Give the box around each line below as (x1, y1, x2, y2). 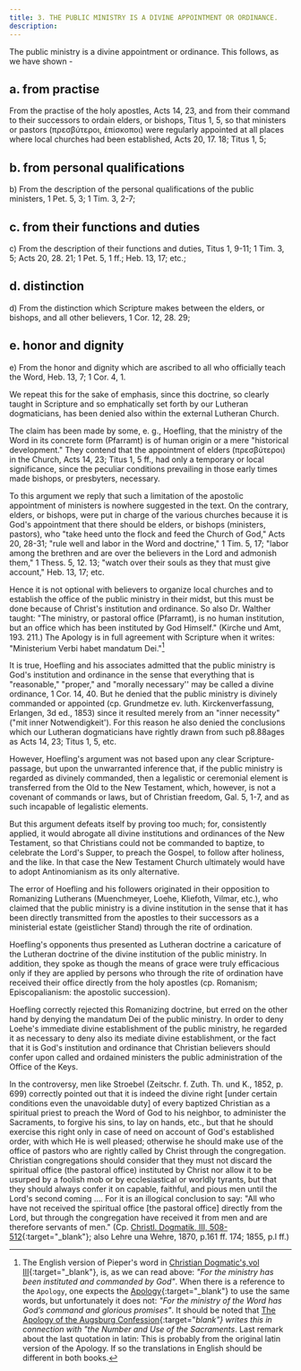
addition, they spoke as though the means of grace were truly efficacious (9, 958, 279, 969)
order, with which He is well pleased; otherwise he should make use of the (9, 1136, 284, 1147)
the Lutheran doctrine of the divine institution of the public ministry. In (9, 948, 267, 960)
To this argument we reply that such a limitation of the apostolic (9, 490, 244, 501)
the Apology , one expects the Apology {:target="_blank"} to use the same (21, 1286, 290, 1297)
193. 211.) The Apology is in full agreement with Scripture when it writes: (9, 632, 275, 642)
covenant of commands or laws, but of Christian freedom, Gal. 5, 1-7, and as (9, 791, 289, 803)
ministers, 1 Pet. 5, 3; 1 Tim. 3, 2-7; (9, 194, 136, 205)
